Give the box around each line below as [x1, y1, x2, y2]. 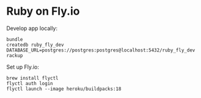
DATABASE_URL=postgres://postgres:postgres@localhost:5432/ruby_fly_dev [6, 47, 196, 53]
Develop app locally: [6, 24, 58, 32]
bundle [6, 36, 23, 42]
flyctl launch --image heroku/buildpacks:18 [6, 86, 122, 92]
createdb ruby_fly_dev [6, 42, 64, 48]
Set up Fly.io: [6, 63, 40, 70]
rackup [6, 52, 23, 59]
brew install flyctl [6, 75, 59, 81]
